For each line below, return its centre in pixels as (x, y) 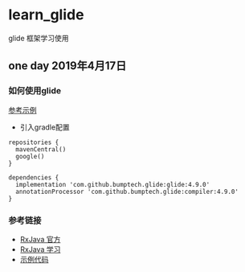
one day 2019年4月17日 (67, 66)
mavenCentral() (41, 149)
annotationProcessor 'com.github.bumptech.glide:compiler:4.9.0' (127, 192)
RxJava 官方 (40, 239)
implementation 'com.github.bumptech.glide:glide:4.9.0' (113, 184)
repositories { (34, 142)
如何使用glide (35, 91)
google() (30, 156)
